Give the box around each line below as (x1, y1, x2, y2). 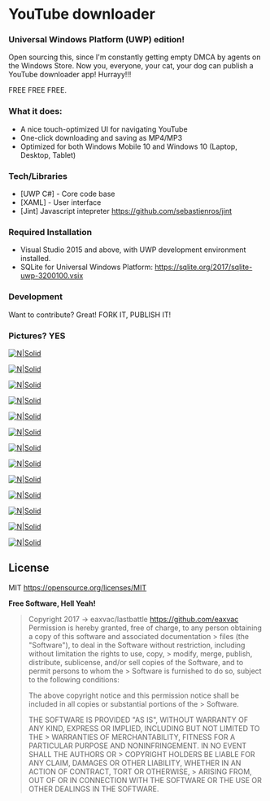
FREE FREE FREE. (8, 85, 67, 95)
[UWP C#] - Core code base (20, 189, 115, 199)
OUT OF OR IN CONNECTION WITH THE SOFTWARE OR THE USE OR (28, 775, 263, 785)
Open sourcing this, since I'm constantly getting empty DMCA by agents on (8, 52, 262, 62)
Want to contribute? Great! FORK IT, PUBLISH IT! (8, 310, 172, 320)
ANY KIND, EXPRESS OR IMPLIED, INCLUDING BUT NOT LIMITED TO (28, 723, 260, 733)
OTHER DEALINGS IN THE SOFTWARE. (28, 784, 159, 794)
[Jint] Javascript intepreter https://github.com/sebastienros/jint (20, 207, 232, 216)
